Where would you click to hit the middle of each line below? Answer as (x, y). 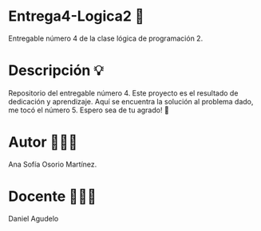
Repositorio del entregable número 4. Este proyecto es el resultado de (123, 93)
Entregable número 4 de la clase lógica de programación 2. (106, 38)
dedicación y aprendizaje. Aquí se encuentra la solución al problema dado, (131, 101)
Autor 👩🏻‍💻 (43, 142)
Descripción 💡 (56, 70)
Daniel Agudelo (34, 218)
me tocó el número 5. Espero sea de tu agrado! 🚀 (89, 110)
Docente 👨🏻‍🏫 (53, 196)
